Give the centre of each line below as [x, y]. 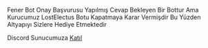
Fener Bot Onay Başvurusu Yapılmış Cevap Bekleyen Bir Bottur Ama [103, 10]
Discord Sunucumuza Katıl [45, 38]
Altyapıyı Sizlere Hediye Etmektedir [57, 24]
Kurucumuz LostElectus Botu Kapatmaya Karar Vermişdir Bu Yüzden [104, 17]
